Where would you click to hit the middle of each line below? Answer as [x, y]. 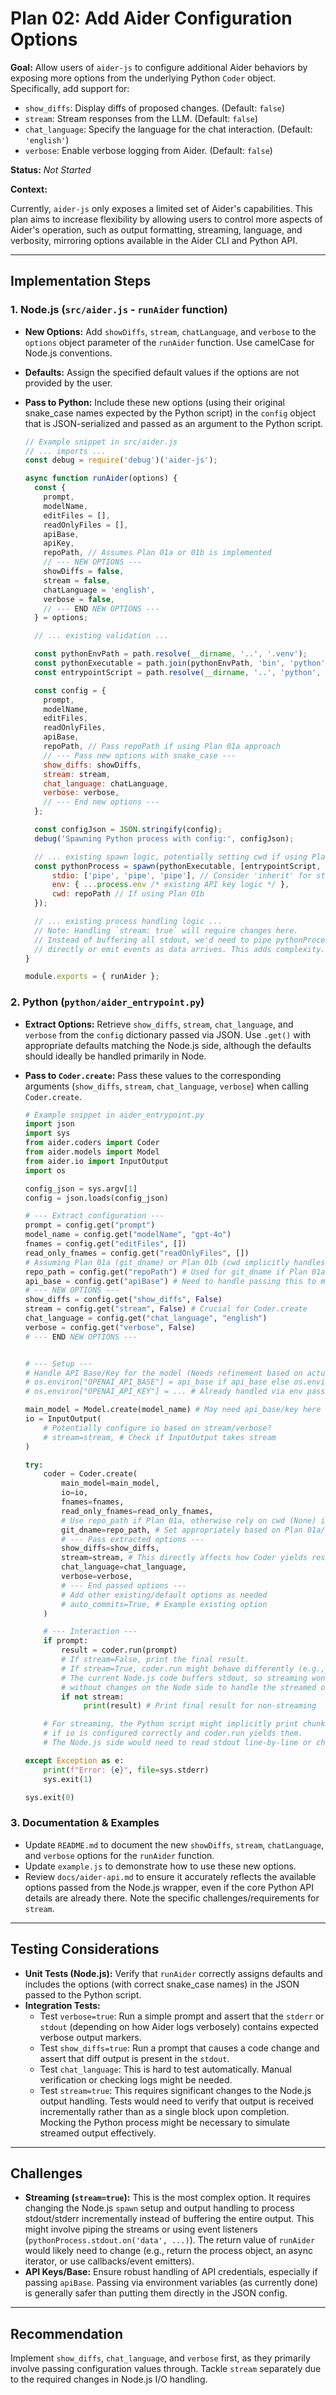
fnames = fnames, [93, 1502]
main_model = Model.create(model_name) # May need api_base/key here [173, 1410]
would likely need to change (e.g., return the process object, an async [168, 2251]
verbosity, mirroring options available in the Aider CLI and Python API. [154, 240]
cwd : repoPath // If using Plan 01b [128, 894]
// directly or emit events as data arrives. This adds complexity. [180, 949]
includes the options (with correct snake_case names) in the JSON [162, 1984]
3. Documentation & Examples [85, 1823]
